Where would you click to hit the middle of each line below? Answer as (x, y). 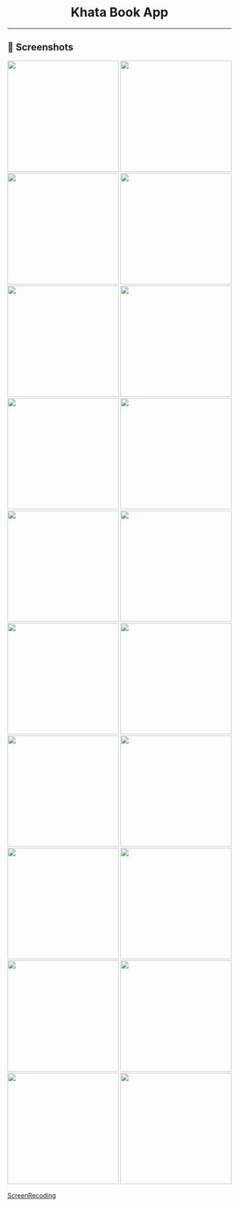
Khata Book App (119, 12)
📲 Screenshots (41, 47)
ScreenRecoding (32, 1195)
